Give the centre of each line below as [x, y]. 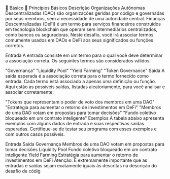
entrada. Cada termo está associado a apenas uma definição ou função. [81, 81]
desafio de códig [23, 171]
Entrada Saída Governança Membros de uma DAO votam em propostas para [85, 144]
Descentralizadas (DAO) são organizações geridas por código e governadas [85, 13]
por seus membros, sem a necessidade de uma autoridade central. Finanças [85, 19]
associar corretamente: [30, 92]
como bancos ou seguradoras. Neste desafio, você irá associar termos [79, 35]
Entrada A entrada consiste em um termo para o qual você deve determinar [84, 55]
